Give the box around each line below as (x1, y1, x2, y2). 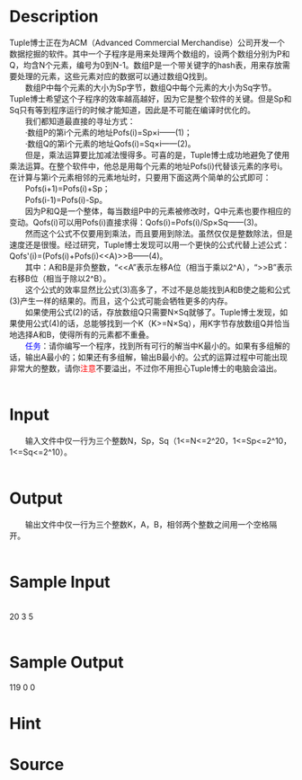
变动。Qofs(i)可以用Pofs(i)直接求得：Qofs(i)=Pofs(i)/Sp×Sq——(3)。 (9, 217, 262, 227)
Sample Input (9, 572, 111, 592)
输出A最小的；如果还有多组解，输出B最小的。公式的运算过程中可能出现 (24, 351, 288, 362)
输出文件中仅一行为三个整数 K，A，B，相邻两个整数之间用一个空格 (25, 519, 270, 529)
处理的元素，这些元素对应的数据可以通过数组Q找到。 (16, 70, 213, 82)
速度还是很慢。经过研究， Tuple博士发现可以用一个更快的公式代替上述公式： (9, 239, 290, 250)
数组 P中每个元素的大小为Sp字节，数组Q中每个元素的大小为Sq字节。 (25, 82, 277, 93)
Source (9, 755, 65, 775)
